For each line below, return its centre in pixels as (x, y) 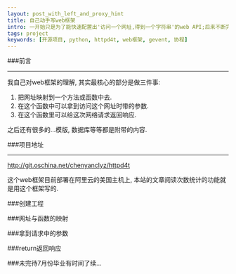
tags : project (28, 33)
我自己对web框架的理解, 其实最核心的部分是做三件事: (84, 82)
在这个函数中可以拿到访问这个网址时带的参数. (83, 106)
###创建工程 (26, 204)
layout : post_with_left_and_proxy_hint (66, 14)
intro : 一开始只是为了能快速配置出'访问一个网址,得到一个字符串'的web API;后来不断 (117, 27)
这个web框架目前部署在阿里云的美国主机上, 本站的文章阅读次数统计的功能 (113, 180)
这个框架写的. (39, 189)
